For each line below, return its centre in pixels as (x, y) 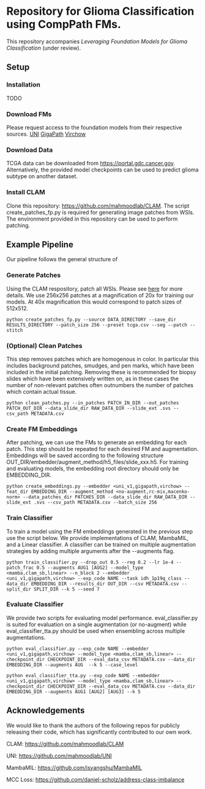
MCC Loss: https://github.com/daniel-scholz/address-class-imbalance (95, 779)
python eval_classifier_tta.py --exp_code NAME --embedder (83, 675)
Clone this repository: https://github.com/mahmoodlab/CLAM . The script (98, 206)
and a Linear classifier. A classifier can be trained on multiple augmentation (101, 544)
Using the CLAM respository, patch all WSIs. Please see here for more (95, 289)
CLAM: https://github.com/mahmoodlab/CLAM (65, 744)
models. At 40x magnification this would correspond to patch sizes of (94, 302)
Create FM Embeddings (42, 429)
